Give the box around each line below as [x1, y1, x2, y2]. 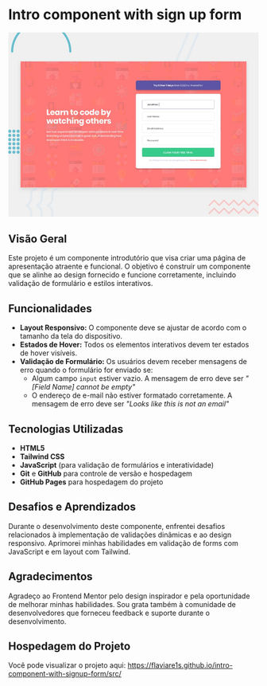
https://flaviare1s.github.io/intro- [127, 661, 233, 670]
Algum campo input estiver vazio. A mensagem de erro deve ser [31, 374, 244, 383]
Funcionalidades [8, 301, 93, 316]
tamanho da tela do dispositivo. [19, 331, 123, 341]
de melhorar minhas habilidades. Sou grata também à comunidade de [8, 599, 237, 609]
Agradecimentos [8, 570, 93, 583]
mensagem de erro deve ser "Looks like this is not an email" [31, 399, 230, 409]
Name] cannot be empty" [52, 382, 136, 392]
